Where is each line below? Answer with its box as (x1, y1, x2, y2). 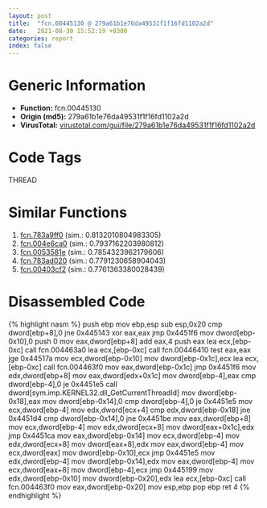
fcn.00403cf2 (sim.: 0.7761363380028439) (19, 264, 165, 274)
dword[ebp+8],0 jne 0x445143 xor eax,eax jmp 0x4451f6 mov (8, 327, 215, 337)
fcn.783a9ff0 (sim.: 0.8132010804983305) (19, 230, 162, 239)
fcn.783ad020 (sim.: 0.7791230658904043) (19, 256, 166, 265)
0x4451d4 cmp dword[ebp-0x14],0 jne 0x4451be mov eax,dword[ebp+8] (8, 413, 252, 423)
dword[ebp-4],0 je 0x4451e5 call (8, 379, 118, 389)
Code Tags (8, 148, 82, 167)
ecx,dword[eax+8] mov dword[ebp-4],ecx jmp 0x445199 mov (8, 464, 214, 474)
